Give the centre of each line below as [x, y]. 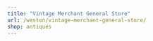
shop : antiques [30, 26]
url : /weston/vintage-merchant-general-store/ [77, 20]
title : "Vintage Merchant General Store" [69, 14]
